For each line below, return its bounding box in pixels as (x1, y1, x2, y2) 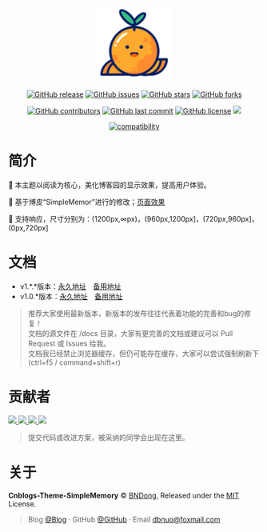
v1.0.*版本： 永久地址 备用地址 (19, 291, 123, 301)
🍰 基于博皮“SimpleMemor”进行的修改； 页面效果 (8, 197, 165, 206)
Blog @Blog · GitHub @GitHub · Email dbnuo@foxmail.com (27, 514, 221, 524)
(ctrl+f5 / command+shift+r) (27, 358, 122, 367)
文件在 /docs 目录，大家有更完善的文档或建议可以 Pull (55, 328, 233, 338)
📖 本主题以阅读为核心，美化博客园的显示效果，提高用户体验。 (8, 180, 212, 190)
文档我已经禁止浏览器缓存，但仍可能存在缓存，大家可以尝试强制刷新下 (27, 348, 260, 358)
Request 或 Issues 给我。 (27, 338, 110, 348)
